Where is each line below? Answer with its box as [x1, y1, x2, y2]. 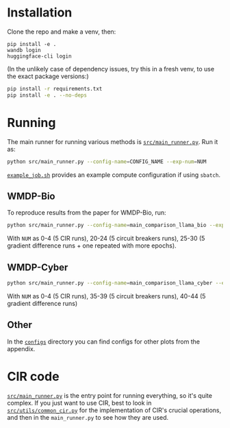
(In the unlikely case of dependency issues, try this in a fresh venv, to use [7, 64, 214, 73]
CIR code [7, 368, 60, 384]
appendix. [7, 344, 36, 353]
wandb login [7, 47, 41, 53]
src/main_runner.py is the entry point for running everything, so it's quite [7, 391, 212, 399]
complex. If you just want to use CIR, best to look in [7, 399, 152, 407]
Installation [7, 5, 73, 21]
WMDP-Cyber [7, 261, 68, 273]
